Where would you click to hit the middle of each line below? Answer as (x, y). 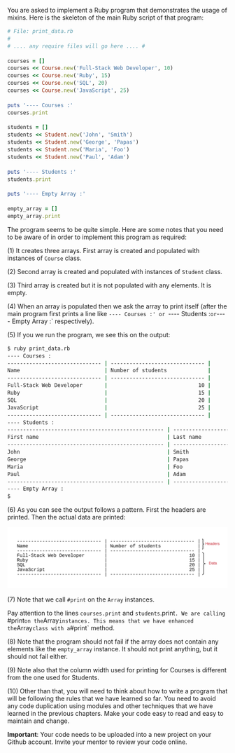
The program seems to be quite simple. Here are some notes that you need (115, 229)
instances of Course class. (44, 258)
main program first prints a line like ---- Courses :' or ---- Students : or (112, 313)
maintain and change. (38, 721)
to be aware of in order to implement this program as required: (97, 237)
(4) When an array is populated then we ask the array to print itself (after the (117, 306)
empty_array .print (34, 216)
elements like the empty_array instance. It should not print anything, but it (113, 649)
